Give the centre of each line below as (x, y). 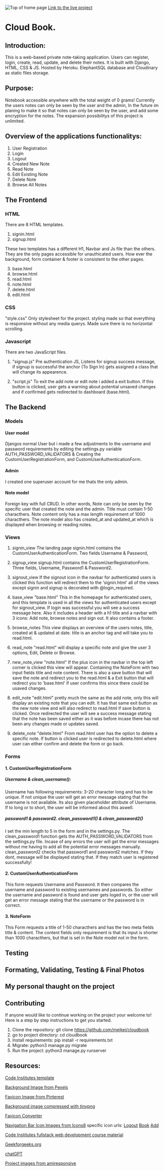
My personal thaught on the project (60, 986)
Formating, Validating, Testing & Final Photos (75, 970)
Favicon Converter (24, 1116)
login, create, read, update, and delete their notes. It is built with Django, (78, 62)
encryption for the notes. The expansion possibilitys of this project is (74, 116)
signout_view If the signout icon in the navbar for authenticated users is (84, 577)
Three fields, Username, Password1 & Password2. (62, 568)
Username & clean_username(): (38, 779)
